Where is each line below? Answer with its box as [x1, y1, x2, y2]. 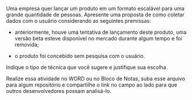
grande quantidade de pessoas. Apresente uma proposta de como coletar [6, 11, 184, 18]
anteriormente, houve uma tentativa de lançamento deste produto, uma [14, 29, 187, 36]
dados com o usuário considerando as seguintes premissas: [6, 18, 151, 24]
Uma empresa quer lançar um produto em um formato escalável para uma [6, 5, 185, 12]
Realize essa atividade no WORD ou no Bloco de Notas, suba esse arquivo [6, 75, 186, 82]
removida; [14, 41, 39, 48]
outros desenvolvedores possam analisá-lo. [6, 88, 112, 94]
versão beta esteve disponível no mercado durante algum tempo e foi [14, 35, 183, 42]
